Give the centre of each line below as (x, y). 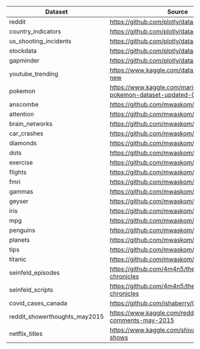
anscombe (24, 105)
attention (22, 114)
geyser (19, 201)
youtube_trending (34, 74)
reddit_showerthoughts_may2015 (57, 317)
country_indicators (35, 31)
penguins (22, 230)
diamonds (23, 143)
